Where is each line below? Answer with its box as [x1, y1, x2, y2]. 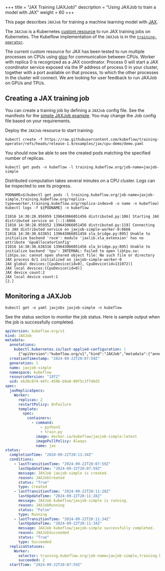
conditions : [9, 457, 34, 462]
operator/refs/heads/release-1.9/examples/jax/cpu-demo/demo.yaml [5, 141, 144, 146]
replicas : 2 [18, 397, 43, 402]
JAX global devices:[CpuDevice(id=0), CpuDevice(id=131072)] [5, 261, 133, 266]
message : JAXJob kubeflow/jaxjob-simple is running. [18, 498, 129, 503]
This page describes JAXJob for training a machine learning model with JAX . [5, 19, 158, 25]
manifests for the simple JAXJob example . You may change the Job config [5, 112, 156, 118]
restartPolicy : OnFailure [18, 402, 71, 407]
